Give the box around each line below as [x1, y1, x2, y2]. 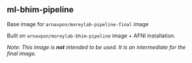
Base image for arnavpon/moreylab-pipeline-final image [7, 20, 149, 27]
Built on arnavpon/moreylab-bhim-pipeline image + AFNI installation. [7, 32, 176, 39]
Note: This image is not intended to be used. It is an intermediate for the [7, 43, 186, 51]
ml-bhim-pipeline [7, 5, 74, 15]
